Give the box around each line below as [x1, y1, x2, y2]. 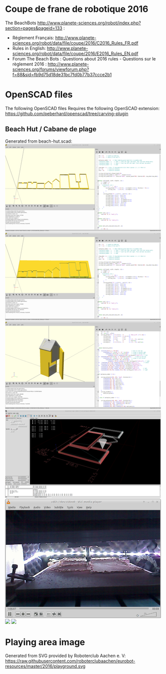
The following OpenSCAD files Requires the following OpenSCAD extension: [5, 105, 160, 111]
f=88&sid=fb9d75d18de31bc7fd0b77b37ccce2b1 [12, 71, 112, 77]
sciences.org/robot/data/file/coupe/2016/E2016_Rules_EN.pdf [12, 51, 138, 56]
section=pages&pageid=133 [5, 25, 63, 31]
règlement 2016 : [12, 61, 47, 67]
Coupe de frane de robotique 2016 [5, 3, 149, 15]
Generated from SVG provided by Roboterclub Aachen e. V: [5, 653, 126, 659]
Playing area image [5, 636, 85, 648]
